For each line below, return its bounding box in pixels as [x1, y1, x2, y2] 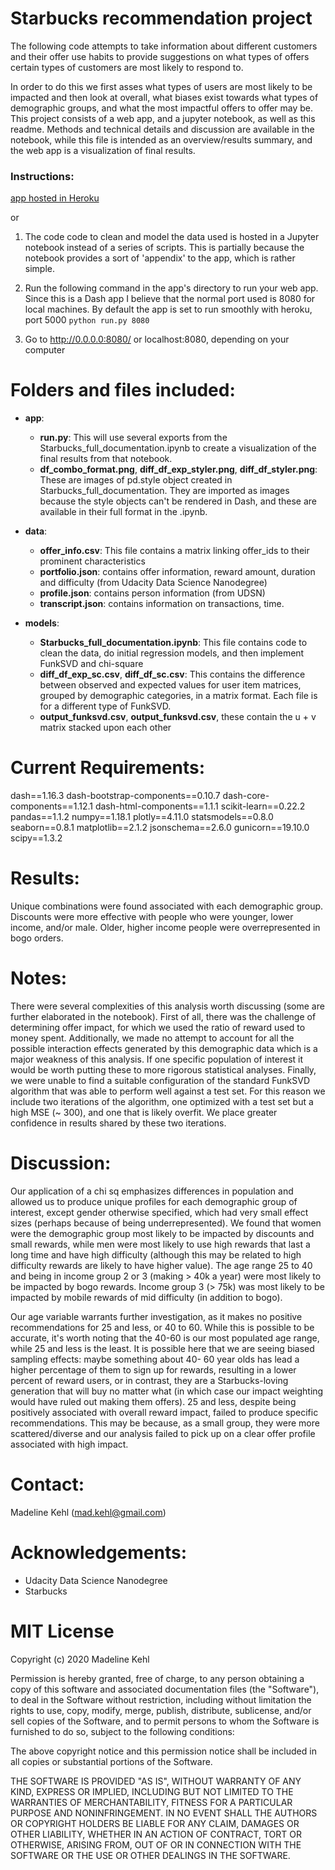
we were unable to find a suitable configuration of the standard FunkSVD [10, 1074, 311, 1086]
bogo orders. [10, 932, 64, 944]
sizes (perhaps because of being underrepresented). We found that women [10, 1217, 322, 1229]
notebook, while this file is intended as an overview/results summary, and [10, 133, 313, 146]
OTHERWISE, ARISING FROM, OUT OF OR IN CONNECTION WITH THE [10, 1838, 302, 1851]
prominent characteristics [39, 555, 146, 567]
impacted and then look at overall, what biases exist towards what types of [10, 91, 319, 103]
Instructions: [10, 169, 75, 183]
